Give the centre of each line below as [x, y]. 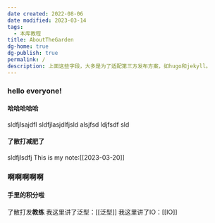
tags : [15, 27]
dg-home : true [28, 46]
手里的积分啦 [26, 195]
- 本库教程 [27, 33]
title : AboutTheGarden [41, 40]
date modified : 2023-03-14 [47, 20]
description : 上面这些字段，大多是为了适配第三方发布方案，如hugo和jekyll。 [109, 66]
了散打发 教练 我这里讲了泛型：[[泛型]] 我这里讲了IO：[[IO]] [92, 212]
